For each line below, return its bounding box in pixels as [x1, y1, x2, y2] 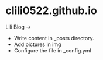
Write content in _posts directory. [13, 34, 94, 41]
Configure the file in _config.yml [13, 47, 91, 54]
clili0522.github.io [5, 4, 97, 17]
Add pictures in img [13, 41, 61, 48]
